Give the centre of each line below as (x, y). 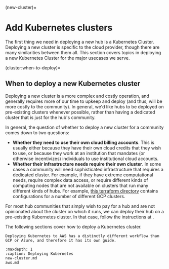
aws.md (12, 262)
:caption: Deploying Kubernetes (39, 254)
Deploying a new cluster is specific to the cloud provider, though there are (82, 47)
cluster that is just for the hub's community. (51, 117)
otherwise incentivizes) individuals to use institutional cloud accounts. (86, 159)
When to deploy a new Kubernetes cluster (73, 84)
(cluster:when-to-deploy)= (33, 67)
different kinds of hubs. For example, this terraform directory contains (85, 191)
